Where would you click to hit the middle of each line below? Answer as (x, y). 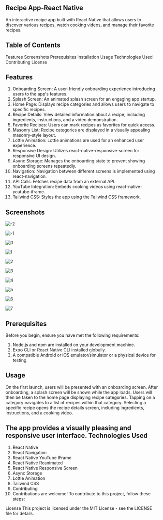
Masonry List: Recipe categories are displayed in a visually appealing (81, 130)
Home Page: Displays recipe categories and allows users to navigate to (83, 104)
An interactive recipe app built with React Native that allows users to (74, 19)
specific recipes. (29, 110)
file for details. (20, 513)
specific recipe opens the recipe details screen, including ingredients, (75, 408)
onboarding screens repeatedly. (44, 166)
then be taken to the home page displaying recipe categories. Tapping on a (80, 397)
